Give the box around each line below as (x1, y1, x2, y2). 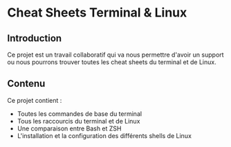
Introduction (7, 32, 62, 44)
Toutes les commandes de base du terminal (17, 109, 142, 118)
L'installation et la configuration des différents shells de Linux (17, 131, 192, 139)
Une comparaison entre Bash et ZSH (17, 124, 122, 133)
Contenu (7, 78, 46, 90)
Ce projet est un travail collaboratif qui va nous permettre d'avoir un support (7, 50, 224, 59)
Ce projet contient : (7, 96, 62, 104)
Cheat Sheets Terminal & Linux (7, 5, 187, 21)
